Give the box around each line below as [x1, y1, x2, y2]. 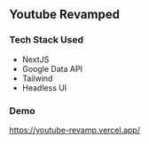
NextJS [21, 53, 50, 65]
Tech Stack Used [9, 34, 84, 46]
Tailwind [21, 73, 53, 84]
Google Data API [21, 63, 82, 74]
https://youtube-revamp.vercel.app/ [9, 124, 140, 135]
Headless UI [21, 82, 67, 92]
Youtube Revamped [9, 7, 120, 22]
